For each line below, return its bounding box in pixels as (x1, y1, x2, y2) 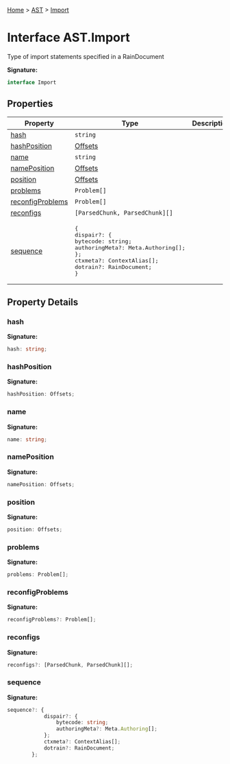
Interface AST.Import (7, 30, 130, 45)
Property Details (7, 296, 79, 308)
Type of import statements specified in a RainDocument (7, 52, 164, 60)
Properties (7, 98, 53, 110)
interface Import (7, 79, 57, 86)
